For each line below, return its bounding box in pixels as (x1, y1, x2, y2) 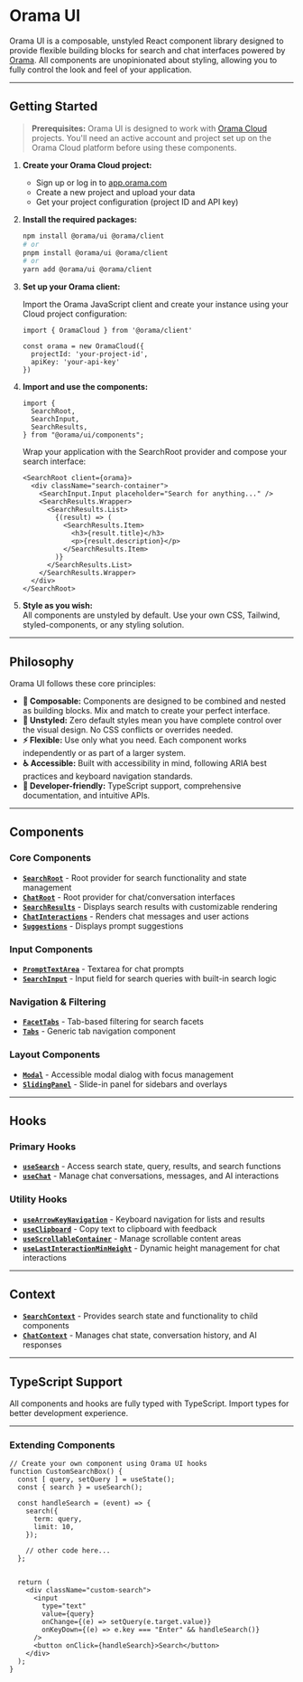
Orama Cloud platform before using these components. (31, 142, 237, 153)
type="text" (41, 1602, 87, 1611)
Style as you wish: (22, 600, 93, 611)
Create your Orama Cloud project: (22, 159, 152, 170)
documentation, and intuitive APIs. (22, 789, 151, 800)
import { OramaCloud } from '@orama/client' (22, 326, 193, 335)
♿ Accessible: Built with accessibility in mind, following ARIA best (22, 757, 268, 769)
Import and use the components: (22, 382, 149, 392)
